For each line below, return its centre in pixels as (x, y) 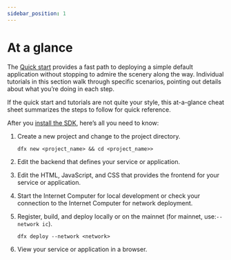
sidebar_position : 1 (37, 13)
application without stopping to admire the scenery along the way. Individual (115, 74)
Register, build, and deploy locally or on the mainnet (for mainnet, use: (117, 216)
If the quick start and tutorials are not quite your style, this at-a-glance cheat (116, 102)
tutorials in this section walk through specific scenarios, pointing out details (114, 81)
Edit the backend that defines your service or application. (99, 161)
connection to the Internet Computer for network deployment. (105, 203)
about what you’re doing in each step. (61, 89)
